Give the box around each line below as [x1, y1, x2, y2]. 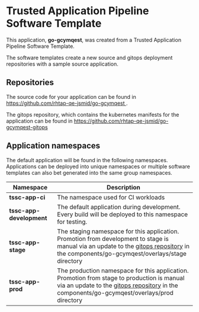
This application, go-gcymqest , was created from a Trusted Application [6, 36, 182, 43]
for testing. [57, 217, 88, 226]
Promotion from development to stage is [57, 234, 169, 243]
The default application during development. [57, 202, 181, 211]
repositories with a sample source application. [6, 60, 118, 67]
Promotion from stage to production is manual [57, 274, 185, 282]
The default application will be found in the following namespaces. [6, 156, 168, 163]
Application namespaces [6, 141, 101, 151]
